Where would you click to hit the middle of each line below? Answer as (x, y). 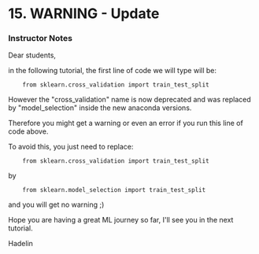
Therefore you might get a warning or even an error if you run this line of (126, 123)
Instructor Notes (41, 39)
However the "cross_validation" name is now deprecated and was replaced (130, 100)
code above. (28, 131)
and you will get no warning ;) (56, 204)
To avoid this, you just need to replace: (71, 147)
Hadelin (21, 244)
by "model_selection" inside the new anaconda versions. (100, 108)
